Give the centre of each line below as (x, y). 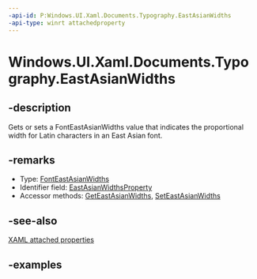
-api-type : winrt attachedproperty (67, 23)
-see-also (33, 221)
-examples (35, 264)
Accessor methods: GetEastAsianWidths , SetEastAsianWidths (120, 196)
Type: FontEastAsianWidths (64, 179)
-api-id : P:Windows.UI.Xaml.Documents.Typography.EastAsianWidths (120, 15)
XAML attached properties (51, 240)
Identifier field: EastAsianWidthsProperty (86, 187)
